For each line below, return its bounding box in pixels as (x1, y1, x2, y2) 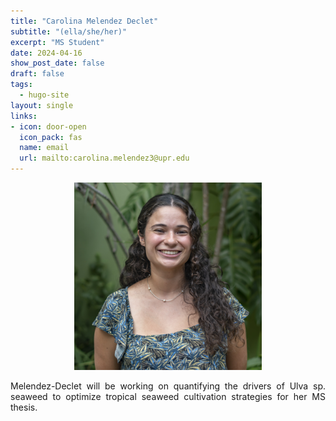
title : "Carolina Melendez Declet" (10, 16, 159, 26)
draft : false (10, 69, 65, 79)
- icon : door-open (10, 121, 87, 132)
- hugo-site (19, 90, 70, 100)
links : (10, 111, 38, 121)
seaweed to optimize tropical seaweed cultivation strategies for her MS (10, 391, 326, 402)
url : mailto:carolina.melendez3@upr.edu (19, 153, 190, 164)
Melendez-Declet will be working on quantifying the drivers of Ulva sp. (10, 380, 326, 392)
